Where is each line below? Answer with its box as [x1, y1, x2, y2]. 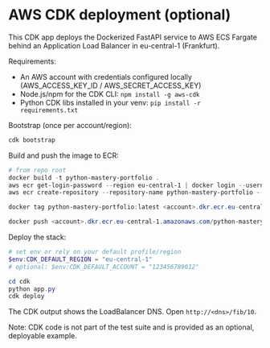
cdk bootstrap [8, 135, 56, 144]
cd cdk [8, 277, 31, 285]
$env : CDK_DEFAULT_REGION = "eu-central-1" [8, 255, 153, 263]
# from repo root [8, 166, 67, 174]
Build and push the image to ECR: [8, 151, 119, 160]
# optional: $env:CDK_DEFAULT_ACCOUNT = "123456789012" [8, 263, 199, 271]
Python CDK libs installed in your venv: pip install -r [19, 97, 201, 107]
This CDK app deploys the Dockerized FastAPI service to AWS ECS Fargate [8, 32, 257, 42]
